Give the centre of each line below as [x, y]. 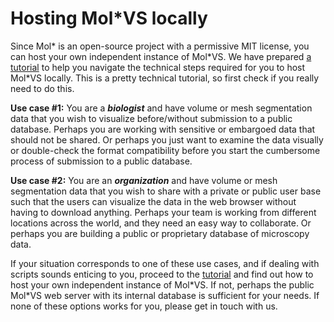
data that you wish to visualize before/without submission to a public [151, 118]
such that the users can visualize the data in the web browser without [153, 201]
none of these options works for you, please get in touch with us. [144, 306]
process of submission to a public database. [101, 161]
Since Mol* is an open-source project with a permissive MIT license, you [160, 46]
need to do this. [42, 88]
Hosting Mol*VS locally [109, 18]
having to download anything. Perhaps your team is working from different [163, 212]
